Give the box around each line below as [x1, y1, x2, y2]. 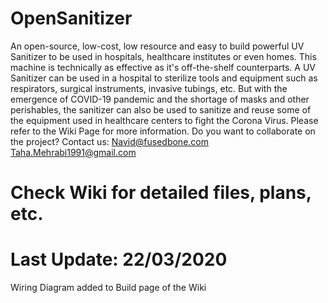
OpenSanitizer [10, 7, 133, 30]
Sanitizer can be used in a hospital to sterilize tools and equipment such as [10, 72, 318, 84]
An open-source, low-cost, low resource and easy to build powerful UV [10, 40, 305, 52]
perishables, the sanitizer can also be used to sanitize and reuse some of [10, 103, 312, 116]
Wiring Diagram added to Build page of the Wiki [10, 282, 207, 294]
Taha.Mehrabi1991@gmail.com [10, 146, 137, 158]
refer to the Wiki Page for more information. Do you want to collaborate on [10, 125, 316, 137]
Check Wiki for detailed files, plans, [10, 182, 312, 204]
